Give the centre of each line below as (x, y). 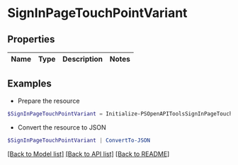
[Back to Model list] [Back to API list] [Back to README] (89, 154)
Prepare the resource (49, 101)
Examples (29, 84)
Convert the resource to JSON (62, 127)
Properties (31, 39)
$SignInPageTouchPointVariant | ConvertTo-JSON (79, 140)
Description (83, 59)
